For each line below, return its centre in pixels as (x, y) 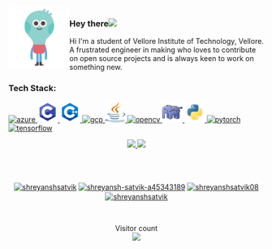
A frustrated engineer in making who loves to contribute (163, 50)
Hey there (89, 24)
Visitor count (136, 228)
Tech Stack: (32, 89)
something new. (96, 68)
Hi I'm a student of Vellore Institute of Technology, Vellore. (166, 41)
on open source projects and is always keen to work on (162, 59)
